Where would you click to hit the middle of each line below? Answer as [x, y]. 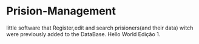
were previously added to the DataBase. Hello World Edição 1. [83, 34]
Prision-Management [61, 11]
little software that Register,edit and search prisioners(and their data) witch [100, 28]
